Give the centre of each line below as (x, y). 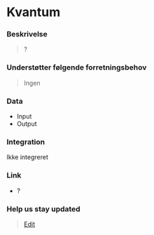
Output (27, 124)
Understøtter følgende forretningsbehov (77, 67)
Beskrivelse (27, 34)
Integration (26, 142)
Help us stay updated (44, 209)
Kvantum (34, 12)
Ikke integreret (27, 157)
